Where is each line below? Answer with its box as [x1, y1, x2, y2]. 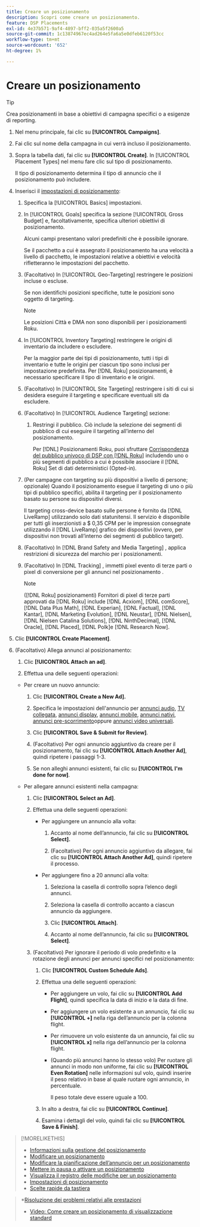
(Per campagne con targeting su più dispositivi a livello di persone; [23, 476, 188, 483]
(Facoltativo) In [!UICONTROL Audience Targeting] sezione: [23, 409, 170, 416]
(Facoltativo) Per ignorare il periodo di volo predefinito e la [32, 948, 176, 956]
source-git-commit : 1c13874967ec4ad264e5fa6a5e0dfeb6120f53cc [6, 31, 164, 37]
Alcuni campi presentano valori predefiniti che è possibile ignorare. [23, 235, 189, 242]
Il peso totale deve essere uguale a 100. [50, 1093, 148, 1101]
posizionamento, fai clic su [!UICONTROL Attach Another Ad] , [32, 747, 187, 754]
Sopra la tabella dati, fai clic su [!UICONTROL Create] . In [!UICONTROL [14, 151, 190, 159]
